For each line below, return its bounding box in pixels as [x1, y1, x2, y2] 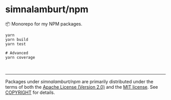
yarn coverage [5, 55, 36, 60]
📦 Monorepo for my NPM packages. [5, 20, 82, 27]
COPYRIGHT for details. [5, 89, 55, 95]
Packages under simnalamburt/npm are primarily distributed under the [5, 78, 154, 85]
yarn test [5, 41, 26, 46]
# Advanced [5, 50, 28, 56]
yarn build [5, 37, 28, 42]
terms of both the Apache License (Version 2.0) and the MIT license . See [5, 84, 158, 90]
